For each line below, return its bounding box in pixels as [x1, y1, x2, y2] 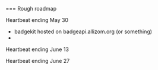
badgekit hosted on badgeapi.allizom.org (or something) [14, 28, 153, 35]
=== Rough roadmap [5, 5, 57, 12]
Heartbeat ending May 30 [5, 17, 69, 23]
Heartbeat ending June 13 [5, 46, 69, 53]
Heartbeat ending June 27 [5, 58, 70, 64]
